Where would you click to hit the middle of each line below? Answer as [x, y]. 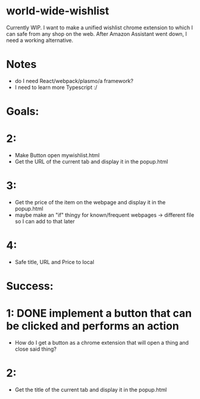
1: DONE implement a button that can [99, 313]
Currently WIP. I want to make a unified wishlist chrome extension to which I [99, 27]
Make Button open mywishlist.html [57, 155]
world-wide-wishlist [58, 11]
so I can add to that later [45, 221]
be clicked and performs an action [93, 326]
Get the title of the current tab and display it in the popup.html [91, 389]
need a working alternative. [40, 40]
